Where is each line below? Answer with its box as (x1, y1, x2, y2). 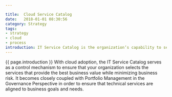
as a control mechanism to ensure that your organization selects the (5, 64, 149, 70)
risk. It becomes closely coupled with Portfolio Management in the (5, 75, 145, 81)
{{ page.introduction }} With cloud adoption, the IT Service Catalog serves (5, 59, 162, 65)
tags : (5, 26, 17, 31)
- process (5, 40, 27, 46)
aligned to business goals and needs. (5, 86, 84, 92)
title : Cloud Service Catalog (5, 12, 72, 17)
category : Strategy (5, 21, 47, 26)
